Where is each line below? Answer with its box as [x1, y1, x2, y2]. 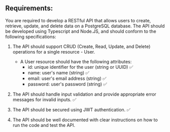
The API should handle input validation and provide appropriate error [12, 91, 156, 97]
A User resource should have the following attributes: [20, 58, 132, 65]
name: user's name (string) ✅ [27, 69, 90, 75]
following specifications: [5, 33, 56, 39]
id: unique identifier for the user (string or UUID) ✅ [27, 64, 133, 70]
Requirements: [5, 4, 53, 13]
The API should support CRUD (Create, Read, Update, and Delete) [12, 43, 151, 50]
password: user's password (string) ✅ [27, 81, 108, 87]
